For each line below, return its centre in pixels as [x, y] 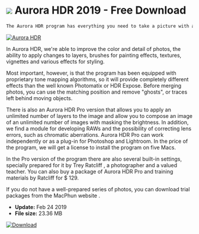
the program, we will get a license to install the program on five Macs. [91, 147]
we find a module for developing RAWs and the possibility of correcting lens [99, 129]
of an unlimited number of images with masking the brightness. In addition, [97, 122]
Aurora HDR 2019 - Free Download [100, 10]
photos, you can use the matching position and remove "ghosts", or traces [97, 92]
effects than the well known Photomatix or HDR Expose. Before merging [94, 85]
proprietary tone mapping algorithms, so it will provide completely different [97, 79]
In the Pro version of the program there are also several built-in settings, [94, 159]
